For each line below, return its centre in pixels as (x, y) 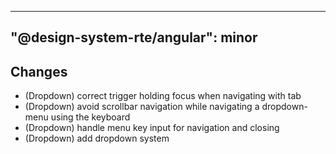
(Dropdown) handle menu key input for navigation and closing (152, 128)
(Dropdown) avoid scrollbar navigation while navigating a (142, 107)
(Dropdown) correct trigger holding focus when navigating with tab (163, 96)
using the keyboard (90, 117)
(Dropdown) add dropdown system (97, 138)
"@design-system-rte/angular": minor (134, 37)
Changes (39, 71)
